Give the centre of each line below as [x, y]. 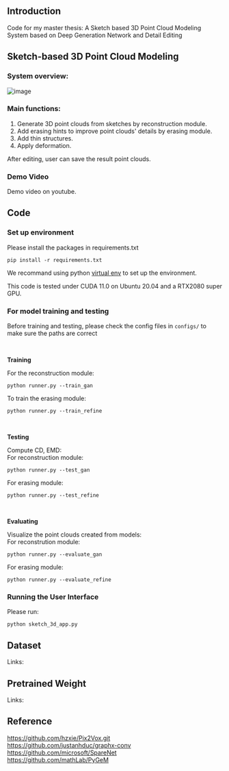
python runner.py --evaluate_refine [59, 580]
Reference [30, 721]
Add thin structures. [45, 138]
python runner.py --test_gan [49, 470]
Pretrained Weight [47, 684]
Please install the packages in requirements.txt [73, 247]
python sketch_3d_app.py [42, 624]
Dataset [24, 645]
